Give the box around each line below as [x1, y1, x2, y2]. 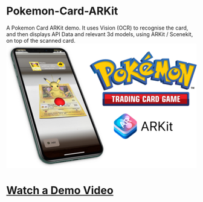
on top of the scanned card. [6, 37, 76, 44]
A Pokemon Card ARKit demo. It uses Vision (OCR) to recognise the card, [6, 24, 188, 31]
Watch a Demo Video [6, 183, 114, 197]
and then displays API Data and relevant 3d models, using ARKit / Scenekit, [6, 30, 193, 37]
